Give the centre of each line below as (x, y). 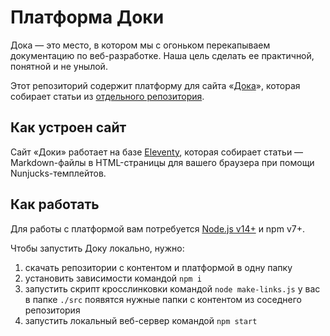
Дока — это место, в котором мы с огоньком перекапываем (140, 45)
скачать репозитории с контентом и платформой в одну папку (158, 267)
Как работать (55, 204)
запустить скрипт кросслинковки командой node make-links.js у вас (172, 288)
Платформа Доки (87, 17)
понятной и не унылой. (59, 66)
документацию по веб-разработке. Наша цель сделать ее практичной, (162, 55)
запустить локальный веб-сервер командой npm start (141, 320)
